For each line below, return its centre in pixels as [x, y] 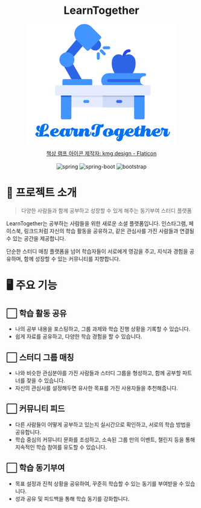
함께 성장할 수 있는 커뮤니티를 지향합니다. [72, 259]
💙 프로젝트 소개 [42, 193]
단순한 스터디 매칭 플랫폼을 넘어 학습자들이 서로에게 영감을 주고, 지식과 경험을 [97, 251]
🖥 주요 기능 [32, 285]
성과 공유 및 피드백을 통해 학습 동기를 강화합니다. [72, 498]
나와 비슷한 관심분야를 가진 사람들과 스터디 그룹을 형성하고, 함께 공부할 [98, 373]
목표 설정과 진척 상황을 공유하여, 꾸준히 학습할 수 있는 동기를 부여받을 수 [99, 483]
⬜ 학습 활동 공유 [37, 313]
